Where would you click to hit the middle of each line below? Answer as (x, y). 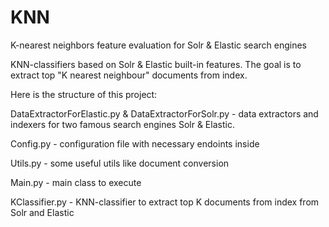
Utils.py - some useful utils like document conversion (120, 163)
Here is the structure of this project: (84, 94)
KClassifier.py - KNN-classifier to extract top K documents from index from (165, 202)
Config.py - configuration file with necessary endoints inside (135, 143)
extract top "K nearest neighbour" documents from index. (129, 75)
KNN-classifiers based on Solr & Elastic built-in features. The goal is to (156, 64)
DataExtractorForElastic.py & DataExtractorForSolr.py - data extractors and (164, 113)
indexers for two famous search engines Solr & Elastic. (122, 124)
